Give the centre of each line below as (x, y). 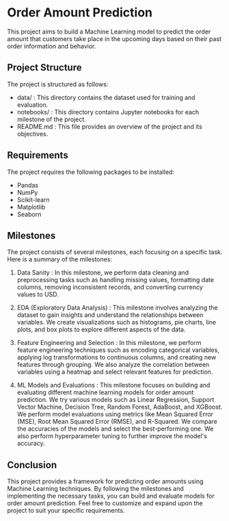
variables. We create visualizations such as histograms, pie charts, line (117, 322)
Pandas (28, 185)
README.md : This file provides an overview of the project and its (110, 126)
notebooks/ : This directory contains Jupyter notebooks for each (108, 112)
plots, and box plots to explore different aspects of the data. (101, 329)
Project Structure (44, 67)
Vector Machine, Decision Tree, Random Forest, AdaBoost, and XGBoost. (120, 407)
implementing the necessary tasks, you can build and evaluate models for (111, 496)
